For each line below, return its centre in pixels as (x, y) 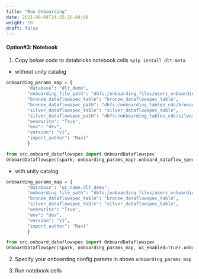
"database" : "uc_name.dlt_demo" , (69, 188)
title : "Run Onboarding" (37, 12)
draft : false (22, 28)
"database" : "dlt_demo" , (58, 88)
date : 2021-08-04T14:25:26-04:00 (47, 17)
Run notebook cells (38, 271)
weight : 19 (20, 23)
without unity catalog (41, 72)
